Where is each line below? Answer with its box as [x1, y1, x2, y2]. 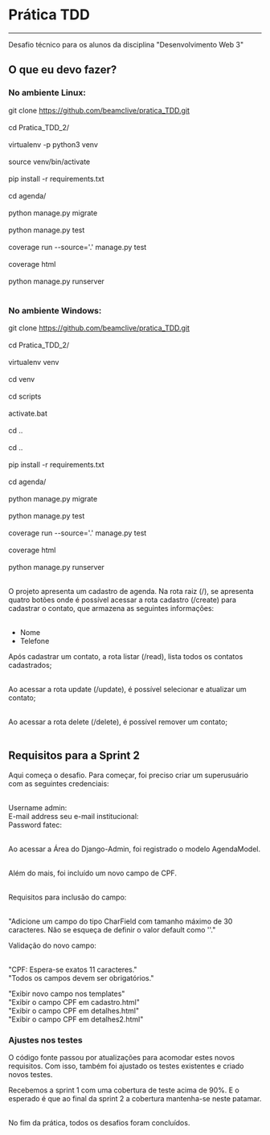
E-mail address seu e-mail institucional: [8, 811, 139, 821]
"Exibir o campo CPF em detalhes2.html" [8, 1014, 144, 1024]
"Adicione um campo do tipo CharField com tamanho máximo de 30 [8, 916, 233, 926]
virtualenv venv [8, 357, 59, 367]
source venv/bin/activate [8, 157, 91, 166]
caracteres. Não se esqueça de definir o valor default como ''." [8, 924, 216, 934]
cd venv [8, 374, 35, 383]
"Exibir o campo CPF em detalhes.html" [8, 1006, 139, 1015]
